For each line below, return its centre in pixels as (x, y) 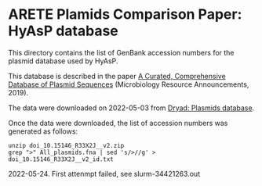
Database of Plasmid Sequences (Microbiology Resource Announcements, (129, 84)
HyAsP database (64, 31)
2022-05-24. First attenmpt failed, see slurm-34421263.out (104, 173)
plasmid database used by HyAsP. (63, 61)
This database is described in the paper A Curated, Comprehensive (117, 76)
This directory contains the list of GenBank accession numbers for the (121, 52)
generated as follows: (43, 131)
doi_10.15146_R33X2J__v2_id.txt (61, 159)
